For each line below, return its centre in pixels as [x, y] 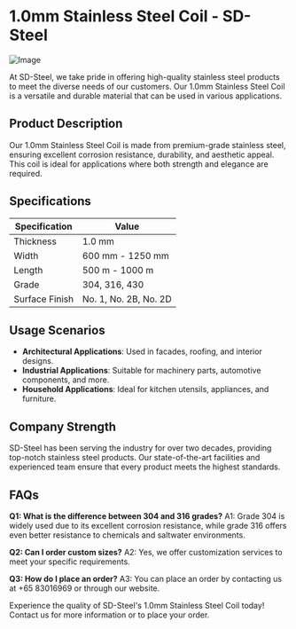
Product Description [66, 124]
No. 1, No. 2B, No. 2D [127, 299]
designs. [38, 361]
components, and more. [66, 380]
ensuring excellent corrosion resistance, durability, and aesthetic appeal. [142, 154]
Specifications [50, 201]
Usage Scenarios [57, 330]
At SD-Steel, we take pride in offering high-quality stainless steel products [145, 76]
